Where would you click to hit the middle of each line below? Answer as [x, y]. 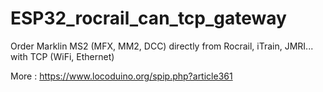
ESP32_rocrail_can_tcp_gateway [148, 18]
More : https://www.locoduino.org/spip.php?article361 [121, 76]
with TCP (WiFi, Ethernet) [62, 56]
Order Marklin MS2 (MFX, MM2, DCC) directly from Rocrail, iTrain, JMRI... [162, 46]
